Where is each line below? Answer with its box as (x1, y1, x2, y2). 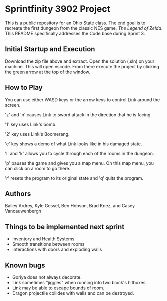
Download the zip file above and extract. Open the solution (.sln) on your (5, 58, 155, 64)
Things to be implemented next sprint (5, 222, 125, 231)
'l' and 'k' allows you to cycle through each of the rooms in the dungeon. (5, 150, 154, 156)
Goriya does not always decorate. (12, 274, 82, 280)
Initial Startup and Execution (5, 45, 95, 53)
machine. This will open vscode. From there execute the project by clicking (5, 63, 160, 69)
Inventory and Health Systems (12, 236, 75, 242)
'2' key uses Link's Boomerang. (5, 131, 70, 137)
